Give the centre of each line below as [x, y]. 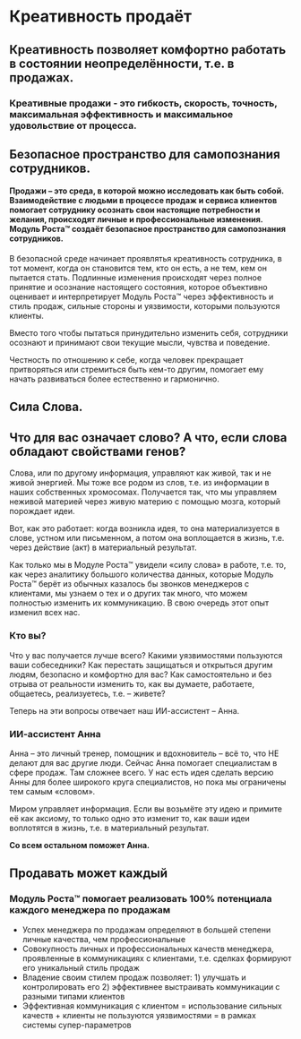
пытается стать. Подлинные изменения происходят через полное [136, 278]
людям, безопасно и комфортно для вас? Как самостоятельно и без [141, 674]
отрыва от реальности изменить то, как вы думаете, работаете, [132, 683]
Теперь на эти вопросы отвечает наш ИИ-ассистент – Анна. [125, 710]
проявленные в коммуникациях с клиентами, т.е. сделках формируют [157, 958]
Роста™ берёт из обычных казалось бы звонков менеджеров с [129, 584]
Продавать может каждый [89, 874]
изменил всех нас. [45, 613]
